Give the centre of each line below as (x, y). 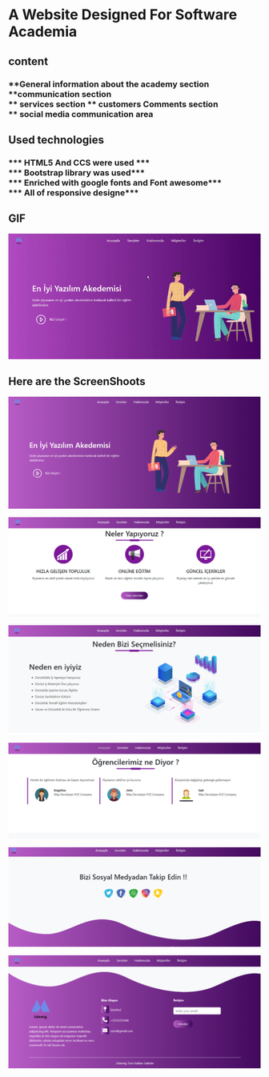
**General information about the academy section (109, 84)
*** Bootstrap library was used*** (77, 172)
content (28, 61)
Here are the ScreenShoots (77, 382)
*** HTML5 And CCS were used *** (79, 162)
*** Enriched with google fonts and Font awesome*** (115, 182)
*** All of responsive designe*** (74, 192)
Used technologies (56, 140)
